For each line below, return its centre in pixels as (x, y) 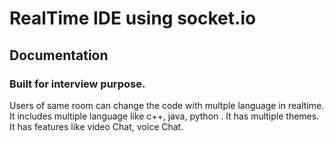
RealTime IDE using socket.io (133, 18)
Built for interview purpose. (77, 84)
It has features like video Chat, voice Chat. (96, 126)
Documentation (59, 55)
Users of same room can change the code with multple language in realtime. (167, 105)
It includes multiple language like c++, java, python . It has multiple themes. (164, 116)
